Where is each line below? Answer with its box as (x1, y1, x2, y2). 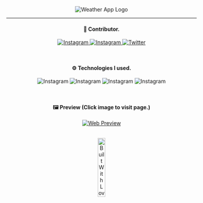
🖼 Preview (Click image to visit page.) (52, 104, 151, 111)
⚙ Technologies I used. (71, 64, 132, 71)
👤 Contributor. (83, 25, 120, 33)
